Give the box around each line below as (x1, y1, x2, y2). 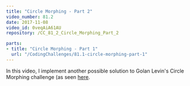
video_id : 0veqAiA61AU (6, 24, 61, 31)
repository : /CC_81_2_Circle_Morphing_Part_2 (6, 30, 119, 36)
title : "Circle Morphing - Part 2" (6, 8, 93, 15)
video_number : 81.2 (6, 14, 54, 20)
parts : (6, 41, 22, 46)
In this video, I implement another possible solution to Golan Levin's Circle (6, 67, 184, 74)
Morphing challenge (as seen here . (6, 73, 91, 80)
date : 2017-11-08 (6, 19, 49, 25)
